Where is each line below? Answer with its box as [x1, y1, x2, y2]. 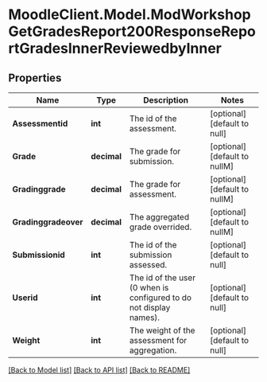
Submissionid [12, 249, 65, 260]
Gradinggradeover [12, 216, 83, 228]
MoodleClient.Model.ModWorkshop [8, 6, 252, 24]
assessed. [129, 259, 168, 270]
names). [129, 312, 161, 323]
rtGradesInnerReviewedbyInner [8, 40, 222, 57]
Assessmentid [12, 118, 68, 129]
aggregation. [129, 345, 177, 356]
